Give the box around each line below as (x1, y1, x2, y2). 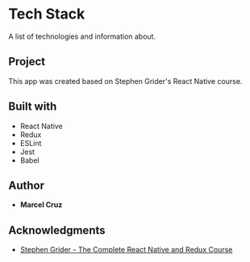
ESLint (19, 138, 42, 148)
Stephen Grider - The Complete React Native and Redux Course (19, 245, 233, 255)
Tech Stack (8, 5, 85, 23)
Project (8, 55, 46, 69)
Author (8, 178, 44, 192)
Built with (8, 100, 57, 114)
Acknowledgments (8, 223, 106, 237)
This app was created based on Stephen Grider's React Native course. (8, 76, 243, 85)
